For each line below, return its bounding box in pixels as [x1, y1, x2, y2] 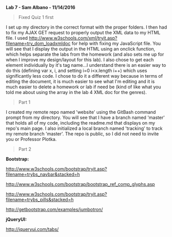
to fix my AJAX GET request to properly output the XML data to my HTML [6, 30, 161, 35]
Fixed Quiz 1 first [18, 14, 54, 20]
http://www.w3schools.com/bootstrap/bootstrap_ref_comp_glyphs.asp [6, 181, 155, 187]
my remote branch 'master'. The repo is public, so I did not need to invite [6, 131, 159, 137]
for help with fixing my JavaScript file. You [71, 40, 161, 46]
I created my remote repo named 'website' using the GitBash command [6, 109, 156, 115]
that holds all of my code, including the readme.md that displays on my [6, 120, 156, 126]
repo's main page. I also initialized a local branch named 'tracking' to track [6, 125, 163, 131]
